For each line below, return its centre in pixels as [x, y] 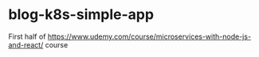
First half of [27, 36]
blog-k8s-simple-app [81, 15]
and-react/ [26, 44]
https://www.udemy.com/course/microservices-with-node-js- [149, 36]
